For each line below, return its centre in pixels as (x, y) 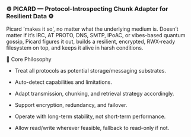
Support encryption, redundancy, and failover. (71, 105)
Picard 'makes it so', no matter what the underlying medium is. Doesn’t (93, 29)
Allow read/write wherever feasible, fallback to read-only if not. (92, 128)
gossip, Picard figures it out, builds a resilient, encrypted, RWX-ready (91, 42)
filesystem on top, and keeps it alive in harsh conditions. (75, 48)
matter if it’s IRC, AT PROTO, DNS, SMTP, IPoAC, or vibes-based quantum (96, 35)
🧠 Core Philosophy (29, 59)
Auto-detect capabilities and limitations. (63, 82)
